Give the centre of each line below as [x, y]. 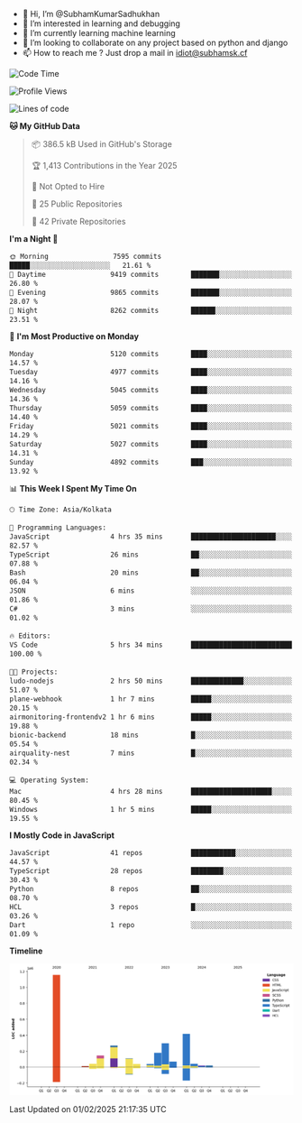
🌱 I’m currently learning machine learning [99, 33]
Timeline [26, 951]
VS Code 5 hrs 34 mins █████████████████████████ [151, 645]
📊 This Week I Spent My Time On [73, 488]
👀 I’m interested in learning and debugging [101, 23]
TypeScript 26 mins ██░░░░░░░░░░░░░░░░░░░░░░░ [151, 555]
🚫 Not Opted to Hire [68, 186]
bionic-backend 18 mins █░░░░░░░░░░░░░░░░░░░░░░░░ [151, 735]
